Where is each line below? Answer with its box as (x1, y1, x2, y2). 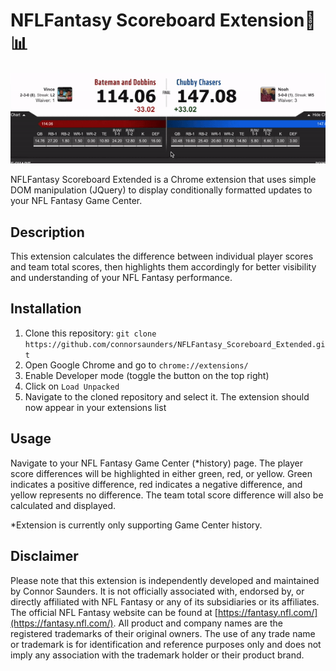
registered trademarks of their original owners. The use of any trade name (10, 627, 316, 639)
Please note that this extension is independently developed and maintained (10, 574, 320, 586)
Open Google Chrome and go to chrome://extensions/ (24, 359, 249, 371)
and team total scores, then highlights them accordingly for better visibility (10, 261, 317, 273)
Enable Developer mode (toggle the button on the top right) (24, 369, 270, 381)
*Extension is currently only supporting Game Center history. (10, 519, 263, 531)
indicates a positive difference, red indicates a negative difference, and (10, 478, 303, 490)
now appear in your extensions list (24, 401, 167, 413)
